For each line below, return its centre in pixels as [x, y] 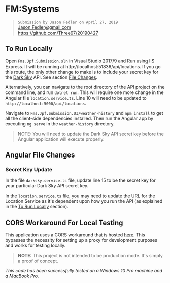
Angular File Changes [40, 155]
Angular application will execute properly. [61, 139]
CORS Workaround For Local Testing [64, 222]
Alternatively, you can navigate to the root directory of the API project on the [85, 87]
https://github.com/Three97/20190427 [58, 33]
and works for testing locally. [36, 246]
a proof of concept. [38, 261]
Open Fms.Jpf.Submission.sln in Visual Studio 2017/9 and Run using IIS [80, 61]
